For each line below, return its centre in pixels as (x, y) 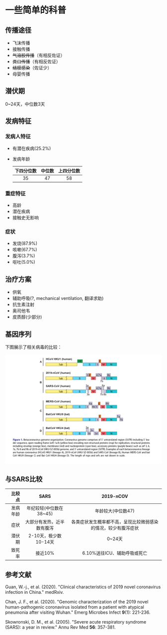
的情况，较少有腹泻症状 (115, 528)
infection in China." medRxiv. (35, 592)
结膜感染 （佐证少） (32, 68)
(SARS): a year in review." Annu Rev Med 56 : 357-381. (60, 627)
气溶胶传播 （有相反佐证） (39, 55)
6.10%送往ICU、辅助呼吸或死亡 (115, 553)
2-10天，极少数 (45, 536)
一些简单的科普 (36, 10)
